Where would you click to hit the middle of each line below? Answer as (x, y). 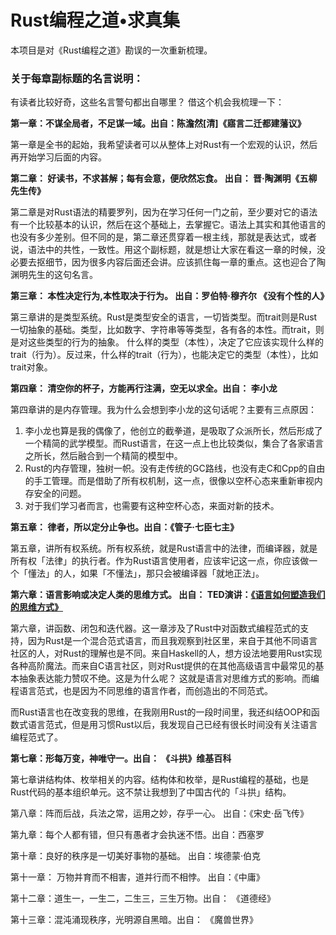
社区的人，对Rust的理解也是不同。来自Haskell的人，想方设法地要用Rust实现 (166, 653)
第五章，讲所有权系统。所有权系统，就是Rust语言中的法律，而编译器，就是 (164, 548)
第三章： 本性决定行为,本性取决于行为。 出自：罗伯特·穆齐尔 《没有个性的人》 (170, 296)
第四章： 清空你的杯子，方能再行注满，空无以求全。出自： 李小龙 (144, 388)
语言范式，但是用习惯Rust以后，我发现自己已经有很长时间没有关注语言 (172, 725)
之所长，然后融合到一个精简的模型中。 (103, 456)
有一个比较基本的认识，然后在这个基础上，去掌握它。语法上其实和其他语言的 (168, 225)
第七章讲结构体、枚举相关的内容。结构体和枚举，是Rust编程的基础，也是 (160, 780)
